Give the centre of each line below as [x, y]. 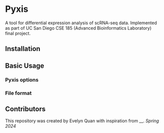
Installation [23, 49]
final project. [18, 33]
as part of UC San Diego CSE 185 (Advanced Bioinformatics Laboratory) [78, 28]
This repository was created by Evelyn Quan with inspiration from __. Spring [82, 121]
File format [19, 93]
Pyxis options [22, 80]
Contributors [25, 109]
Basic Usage [25, 66]
